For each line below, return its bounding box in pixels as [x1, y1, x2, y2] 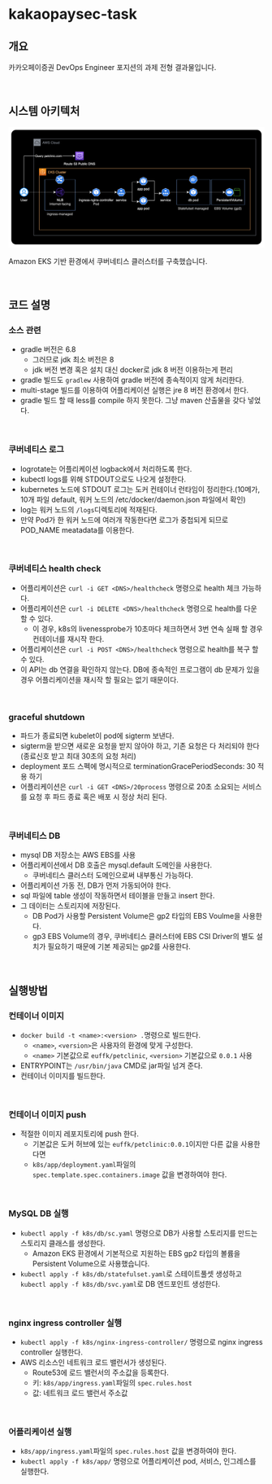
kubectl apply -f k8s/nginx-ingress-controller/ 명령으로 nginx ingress [19, 1337, 263, 1347]
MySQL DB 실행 [8, 1208, 69, 1219]
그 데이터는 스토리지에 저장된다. [19, 901, 120, 911]
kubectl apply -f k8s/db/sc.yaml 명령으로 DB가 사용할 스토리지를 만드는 [19, 1227, 258, 1238]
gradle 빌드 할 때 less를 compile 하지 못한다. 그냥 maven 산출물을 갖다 [19, 396, 246, 406]
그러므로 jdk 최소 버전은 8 [32, 355, 114, 365]
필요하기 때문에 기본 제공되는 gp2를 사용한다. [47, 942, 191, 951]
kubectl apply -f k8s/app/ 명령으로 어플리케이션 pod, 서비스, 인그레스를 [19, 1456, 257, 1466]
